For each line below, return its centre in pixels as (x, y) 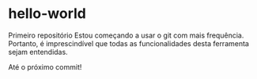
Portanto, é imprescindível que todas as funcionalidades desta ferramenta (128, 43)
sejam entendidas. (38, 52)
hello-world (47, 14)
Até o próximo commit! (45, 66)
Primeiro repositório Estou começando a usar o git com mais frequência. (126, 35)
